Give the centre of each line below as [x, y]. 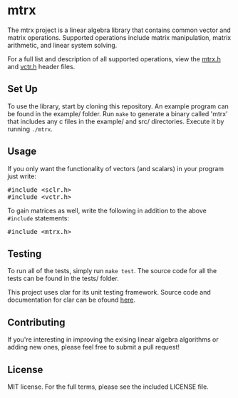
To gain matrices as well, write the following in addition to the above [107, 210]
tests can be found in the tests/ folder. [63, 279]
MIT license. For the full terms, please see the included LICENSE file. [108, 387]
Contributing [36, 322]
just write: [22, 176]
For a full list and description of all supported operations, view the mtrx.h [114, 58]
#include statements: [38, 218]
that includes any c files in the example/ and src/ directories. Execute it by [116, 121]
